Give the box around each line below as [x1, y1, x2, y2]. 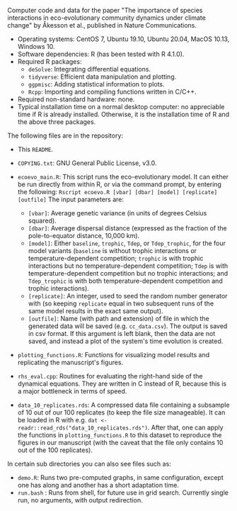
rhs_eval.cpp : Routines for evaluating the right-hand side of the [17, 372, 203, 380]
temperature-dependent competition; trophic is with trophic [28, 254, 204, 262]
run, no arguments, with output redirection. [17, 496, 143, 504]
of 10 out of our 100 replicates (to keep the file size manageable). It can [17, 408, 226, 417]
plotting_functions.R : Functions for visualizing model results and [17, 351, 210, 359]
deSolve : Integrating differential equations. [28, 65, 151, 73]
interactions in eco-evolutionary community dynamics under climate [7, 13, 207, 22]
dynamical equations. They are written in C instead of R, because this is [17, 379, 227, 388]
